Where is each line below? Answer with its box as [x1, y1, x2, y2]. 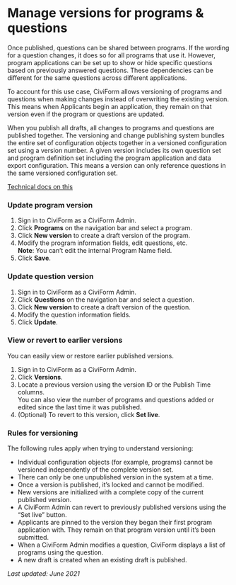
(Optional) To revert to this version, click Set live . [17, 410, 160, 419]
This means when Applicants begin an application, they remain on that [7, 102, 212, 110]
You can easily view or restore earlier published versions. [7, 351, 175, 360]
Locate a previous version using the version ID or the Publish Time [17, 380, 211, 389]
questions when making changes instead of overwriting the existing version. [7, 94, 230, 103]
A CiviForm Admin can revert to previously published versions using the [17, 503, 227, 511]
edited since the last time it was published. [17, 402, 142, 411]
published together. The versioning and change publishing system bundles [7, 131, 225, 140]
